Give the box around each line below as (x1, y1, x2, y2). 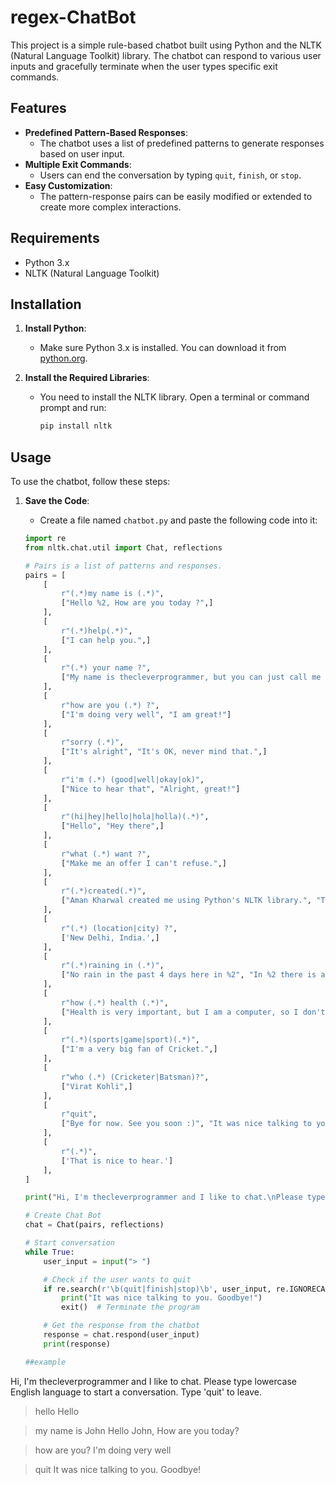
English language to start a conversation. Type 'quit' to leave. (10, 1386, 262, 1398)
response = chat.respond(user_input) (43, 1330, 201, 1340)
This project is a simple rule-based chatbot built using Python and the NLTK (10, 39, 322, 51)
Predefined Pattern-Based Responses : (24, 126, 188, 138)
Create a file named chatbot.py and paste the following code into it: (39, 514, 318, 526)
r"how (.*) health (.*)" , (61, 997, 169, 1008)
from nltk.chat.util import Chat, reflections (24, 542, 223, 553)
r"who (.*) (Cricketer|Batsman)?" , (61, 1072, 210, 1082)
